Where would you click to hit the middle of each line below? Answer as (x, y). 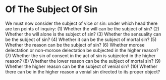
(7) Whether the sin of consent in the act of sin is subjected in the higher (80, 55)
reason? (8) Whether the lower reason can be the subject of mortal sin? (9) (83, 61)
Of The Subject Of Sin (51, 9)
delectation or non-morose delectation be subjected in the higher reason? (82, 50)
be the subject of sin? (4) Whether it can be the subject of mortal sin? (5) (81, 39)
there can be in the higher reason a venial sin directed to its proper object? (83, 71)
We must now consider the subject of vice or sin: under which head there (81, 23)
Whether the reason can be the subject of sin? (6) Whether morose (75, 45)
